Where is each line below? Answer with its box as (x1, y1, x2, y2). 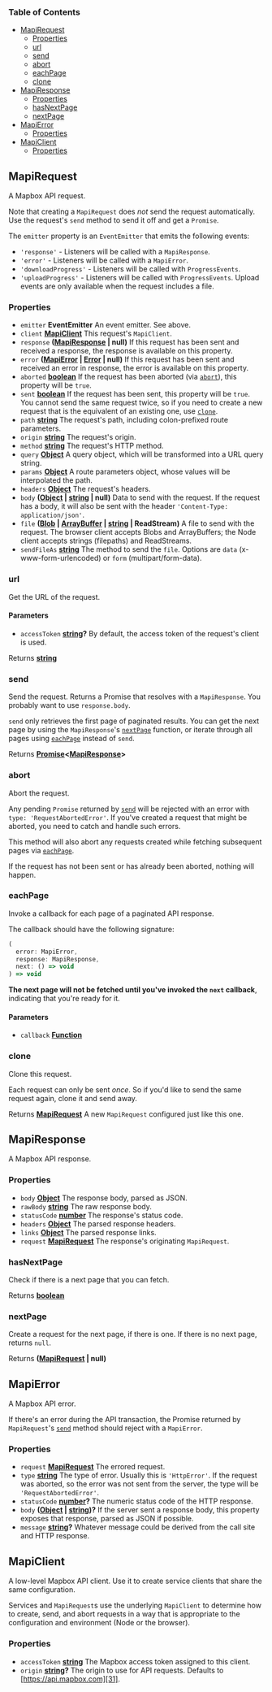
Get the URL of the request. (8, 592, 101, 601)
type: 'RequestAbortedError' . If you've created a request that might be (8, 812, 248, 822)
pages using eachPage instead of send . (8, 734, 136, 744)
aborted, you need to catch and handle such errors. (8, 821, 181, 831)
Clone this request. (8, 1069, 72, 1078)
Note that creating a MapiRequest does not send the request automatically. (8, 206, 256, 217)
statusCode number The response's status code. (19, 1210, 183, 1220)
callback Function (19, 1030, 83, 1040)
